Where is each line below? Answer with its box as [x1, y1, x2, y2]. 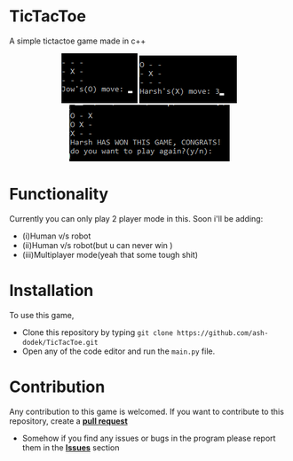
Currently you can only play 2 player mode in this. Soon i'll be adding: [9, 213, 264, 223]
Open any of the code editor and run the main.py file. [21, 346, 216, 356]
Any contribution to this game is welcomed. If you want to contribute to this [9, 406, 284, 417]
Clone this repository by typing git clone [21, 326, 173, 338]
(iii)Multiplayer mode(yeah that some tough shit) [21, 249, 198, 260]
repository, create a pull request [9, 415, 129, 426]
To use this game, [9, 309, 75, 320]
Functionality [9, 184, 109, 205]
